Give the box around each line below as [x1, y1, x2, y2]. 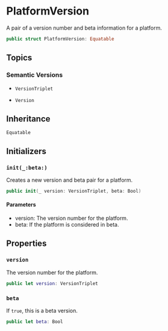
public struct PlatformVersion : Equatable [6, 36, 114, 42]
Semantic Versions [6, 71, 63, 79]
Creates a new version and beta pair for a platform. [6, 176, 133, 184]
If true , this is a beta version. [6, 307, 78, 314]
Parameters [6, 201, 36, 208]
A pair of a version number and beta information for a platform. [6, 24, 163, 31]
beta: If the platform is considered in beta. [14, 221, 119, 228]
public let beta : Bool [6, 318, 63, 324]
